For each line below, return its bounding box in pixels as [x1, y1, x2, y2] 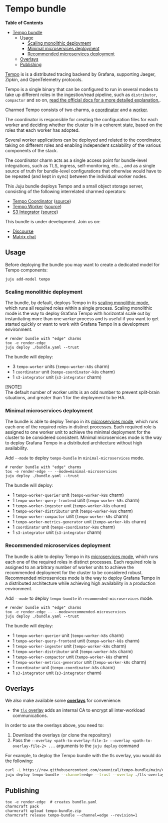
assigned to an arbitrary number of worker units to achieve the [5, 564, 134, 570]
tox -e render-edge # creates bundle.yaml [5, 800, 97, 805]
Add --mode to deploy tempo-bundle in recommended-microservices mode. [5, 595, 153, 601]
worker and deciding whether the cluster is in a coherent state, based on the [5, 122, 162, 128]
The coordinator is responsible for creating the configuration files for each [5, 116, 158, 122]
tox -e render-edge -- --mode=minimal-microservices [5, 469, 117, 474]
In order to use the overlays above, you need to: [5, 722, 104, 728]
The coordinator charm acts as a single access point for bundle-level [5, 157, 147, 163]
